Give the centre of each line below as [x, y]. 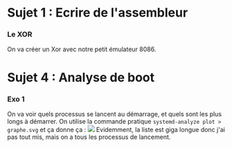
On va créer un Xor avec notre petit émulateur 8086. [82, 49]
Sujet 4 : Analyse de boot [81, 77]
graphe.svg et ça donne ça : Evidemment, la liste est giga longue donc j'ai [116, 129]
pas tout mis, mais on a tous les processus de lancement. [89, 137]
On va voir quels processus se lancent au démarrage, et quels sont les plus [115, 114]
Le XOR [20, 35]
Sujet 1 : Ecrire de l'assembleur [98, 13]
